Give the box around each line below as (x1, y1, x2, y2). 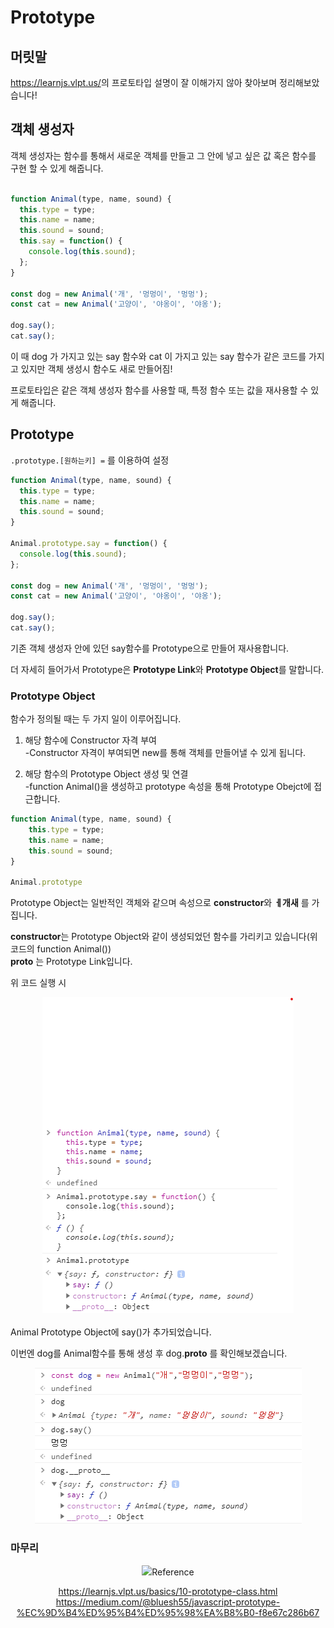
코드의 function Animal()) (10, 943, 112, 955)
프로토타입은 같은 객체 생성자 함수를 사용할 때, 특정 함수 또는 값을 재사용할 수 (10, 384, 309, 396)
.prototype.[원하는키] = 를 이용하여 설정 (10, 454, 170, 466)
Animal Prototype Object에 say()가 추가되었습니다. (10, 1326, 212, 1338)
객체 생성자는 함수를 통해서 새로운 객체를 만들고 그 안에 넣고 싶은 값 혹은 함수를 (10, 149, 317, 161)
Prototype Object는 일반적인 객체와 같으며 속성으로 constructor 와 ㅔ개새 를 (10, 897, 310, 909)
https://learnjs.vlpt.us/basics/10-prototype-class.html (58, 1585, 278, 1597)
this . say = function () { (19, 236, 123, 246)
